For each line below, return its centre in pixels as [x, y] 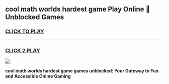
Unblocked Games [35, 17]
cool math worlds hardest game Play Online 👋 [78, 9]
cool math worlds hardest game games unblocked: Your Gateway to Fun [82, 70]
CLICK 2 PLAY [23, 50]
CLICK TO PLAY [25, 32]
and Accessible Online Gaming [38, 76]
